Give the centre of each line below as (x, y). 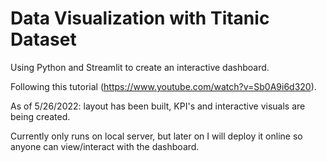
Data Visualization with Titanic (140, 18)
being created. (40, 116)
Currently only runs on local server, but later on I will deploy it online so (156, 136)
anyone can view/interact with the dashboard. (105, 146)
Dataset (43, 39)
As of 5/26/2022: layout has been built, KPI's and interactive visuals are (158, 106)
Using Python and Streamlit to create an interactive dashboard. (140, 67)
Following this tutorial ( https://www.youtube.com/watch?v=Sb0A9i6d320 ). (163, 86)
